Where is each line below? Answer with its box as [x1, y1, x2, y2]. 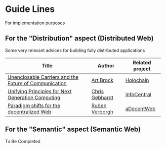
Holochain [125, 77, 149, 84]
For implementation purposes [5, 20, 65, 26]
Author [97, 62, 115, 69]
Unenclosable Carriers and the [7, 73, 79, 80]
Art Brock [91, 77, 114, 84]
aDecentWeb [125, 105, 156, 112]
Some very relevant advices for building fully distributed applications [5, 47, 145, 53]
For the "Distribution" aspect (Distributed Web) [5, 34, 154, 43]
